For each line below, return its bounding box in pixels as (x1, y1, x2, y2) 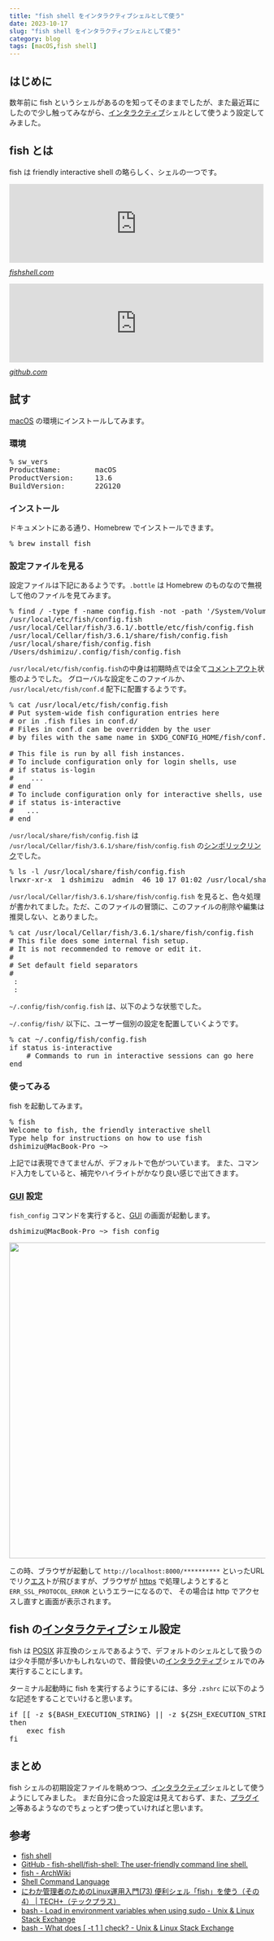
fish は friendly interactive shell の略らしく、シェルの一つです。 (9, 167, 222, 177)
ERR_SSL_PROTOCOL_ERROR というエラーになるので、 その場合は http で (9, 1586, 239, 1596)
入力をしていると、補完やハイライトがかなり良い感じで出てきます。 (15, 1168, 243, 1178)
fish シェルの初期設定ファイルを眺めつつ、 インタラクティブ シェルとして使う (9, 1782, 265, 1792)
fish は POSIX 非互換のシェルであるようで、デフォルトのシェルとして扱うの (9, 1646, 263, 1655)
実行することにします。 (9, 1666, 88, 1676)
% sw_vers (9, 457, 48, 466)
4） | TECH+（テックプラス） (20, 1897, 121, 1907)
